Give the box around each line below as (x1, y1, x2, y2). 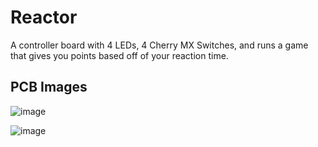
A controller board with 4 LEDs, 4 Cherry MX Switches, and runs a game (10, 39, 309, 51)
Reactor (10, 6, 78, 29)
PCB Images (10, 79, 88, 96)
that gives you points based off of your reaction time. (10, 49, 229, 61)
